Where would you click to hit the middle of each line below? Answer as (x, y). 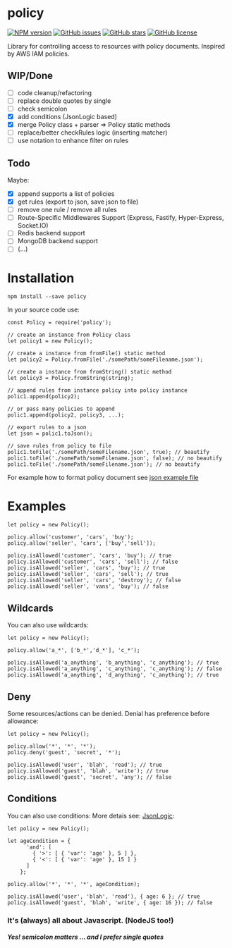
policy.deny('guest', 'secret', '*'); (64, 752)
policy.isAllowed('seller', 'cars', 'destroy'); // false (94, 580)
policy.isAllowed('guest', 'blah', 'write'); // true (88, 771)
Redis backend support (51, 233)
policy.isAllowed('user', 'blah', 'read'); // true (85, 765)
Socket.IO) (33, 226)
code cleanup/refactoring (55, 92)
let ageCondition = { (39, 841)
